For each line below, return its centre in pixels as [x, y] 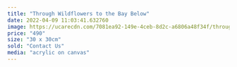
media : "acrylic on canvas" [49, 53]
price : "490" [26, 33]
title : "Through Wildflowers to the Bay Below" [79, 14]
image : [17, 27]
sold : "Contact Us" [36, 46]
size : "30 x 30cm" [34, 40]
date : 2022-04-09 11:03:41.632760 [58, 20]
